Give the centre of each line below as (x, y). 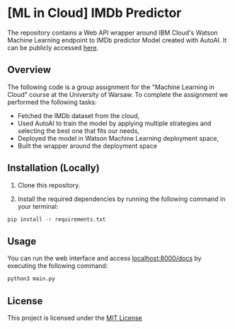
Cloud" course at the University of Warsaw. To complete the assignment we (118, 94)
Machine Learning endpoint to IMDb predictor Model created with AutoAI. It (117, 40)
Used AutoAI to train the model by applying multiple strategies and (114, 123)
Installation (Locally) (54, 168)
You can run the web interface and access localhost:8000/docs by (104, 258)
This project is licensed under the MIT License (75, 318)
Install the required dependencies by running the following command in (121, 199)
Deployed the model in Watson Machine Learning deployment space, (118, 138)
